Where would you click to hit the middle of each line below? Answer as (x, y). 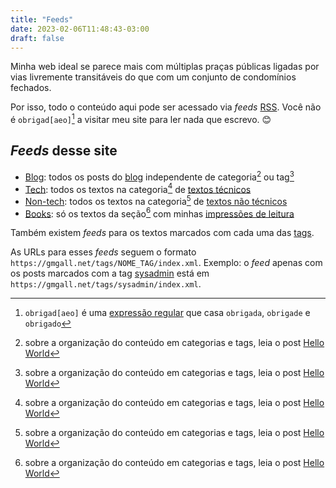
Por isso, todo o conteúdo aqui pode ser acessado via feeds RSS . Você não (166, 107)
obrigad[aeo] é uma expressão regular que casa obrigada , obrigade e (167, 313)
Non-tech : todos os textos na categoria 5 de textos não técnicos (156, 200)
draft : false (37, 38)
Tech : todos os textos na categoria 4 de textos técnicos (138, 188)
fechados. (31, 88)
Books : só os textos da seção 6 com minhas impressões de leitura (159, 213)
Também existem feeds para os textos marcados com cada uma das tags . (162, 233)
